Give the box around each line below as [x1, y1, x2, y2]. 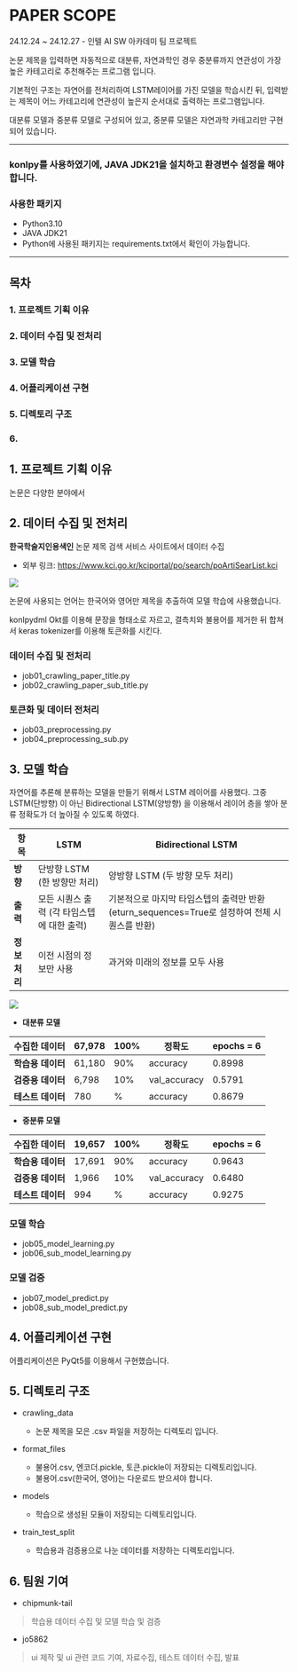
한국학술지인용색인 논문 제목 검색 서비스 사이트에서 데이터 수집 [9, 540, 225, 551]
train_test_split [21, 1527, 75, 1538]
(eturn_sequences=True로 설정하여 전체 [108, 906, 271, 918]
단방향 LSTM [37, 863, 90, 875]
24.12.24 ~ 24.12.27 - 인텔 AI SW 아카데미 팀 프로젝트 [9, 35, 198, 46]
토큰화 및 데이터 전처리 [9, 703, 100, 715]
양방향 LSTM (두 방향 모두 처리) [108, 870, 234, 882]
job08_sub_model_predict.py [21, 1302, 129, 1312]
